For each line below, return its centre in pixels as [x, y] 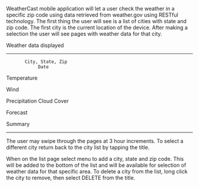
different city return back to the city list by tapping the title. [78, 147]
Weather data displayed [35, 45]
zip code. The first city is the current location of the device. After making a [97, 27]
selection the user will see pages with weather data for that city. [84, 34]
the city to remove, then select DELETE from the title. [71, 178]
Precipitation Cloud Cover [38, 101]
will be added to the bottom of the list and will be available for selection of [96, 165]
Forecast [17, 112]
